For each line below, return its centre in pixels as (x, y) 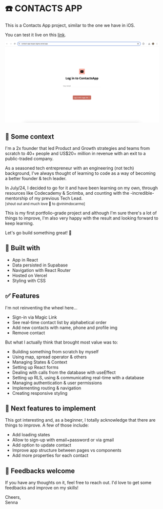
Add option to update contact (42, 445)
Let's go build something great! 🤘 (39, 233)
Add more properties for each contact (50, 455)
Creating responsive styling (40, 393)
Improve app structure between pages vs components (67, 450)
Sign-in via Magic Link (34, 317)
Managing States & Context (40, 362)
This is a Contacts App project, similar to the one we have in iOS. (70, 25)
